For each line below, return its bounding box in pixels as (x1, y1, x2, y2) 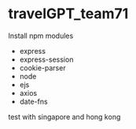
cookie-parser (19, 63, 66, 72)
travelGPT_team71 (8, 5, 129, 23)
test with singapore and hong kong (8, 112, 121, 121)
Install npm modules (8, 31, 74, 40)
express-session (19, 55, 74, 64)
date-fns (19, 97, 49, 106)
